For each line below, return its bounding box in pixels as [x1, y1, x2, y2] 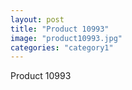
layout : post [10, 14, 65, 25]
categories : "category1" [10, 42, 114, 53]
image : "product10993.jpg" [10, 33, 123, 43]
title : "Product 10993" [10, 24, 110, 34]
